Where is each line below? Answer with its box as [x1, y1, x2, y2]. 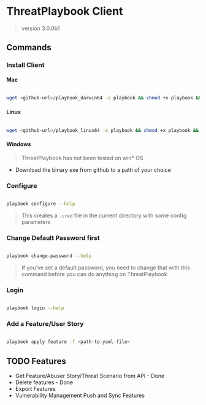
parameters [21, 218, 51, 225]
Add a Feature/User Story [6, 320, 84, 328]
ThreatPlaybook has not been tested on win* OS [21, 154, 144, 161]
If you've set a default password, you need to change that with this [21, 264, 190, 271]
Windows [6, 141, 31, 148]
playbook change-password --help [6, 253, 92, 259]
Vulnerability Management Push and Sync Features [15, 391, 145, 399]
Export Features [15, 385, 56, 393]
